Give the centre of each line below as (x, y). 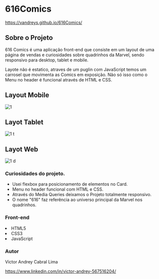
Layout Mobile (27, 95)
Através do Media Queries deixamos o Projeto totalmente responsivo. (82, 195)
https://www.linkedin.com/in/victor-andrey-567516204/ (60, 271)
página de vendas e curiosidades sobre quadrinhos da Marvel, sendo (75, 55)
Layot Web (22, 149)
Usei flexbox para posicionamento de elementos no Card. (70, 184)
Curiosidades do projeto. (35, 174)
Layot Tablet (24, 122)
